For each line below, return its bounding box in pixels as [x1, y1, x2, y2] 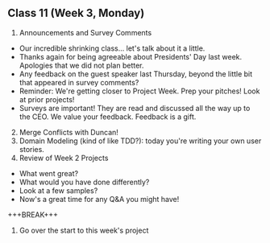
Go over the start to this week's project [19, 225, 149, 235]
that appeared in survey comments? [19, 77, 139, 87]
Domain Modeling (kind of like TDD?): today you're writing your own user [19, 136, 262, 146]
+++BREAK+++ [7, 209, 58, 220]
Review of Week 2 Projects [19, 153, 109, 163]
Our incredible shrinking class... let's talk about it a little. [19, 43, 206, 53]
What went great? [19, 168, 78, 178]
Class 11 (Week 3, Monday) [7, 6, 145, 20]
